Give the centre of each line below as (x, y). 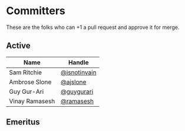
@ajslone (74, 82)
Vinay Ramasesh (32, 101)
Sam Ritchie (26, 72)
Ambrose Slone (30, 82)
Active (18, 46)
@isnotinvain (79, 72)
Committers (36, 11)
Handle (79, 62)
